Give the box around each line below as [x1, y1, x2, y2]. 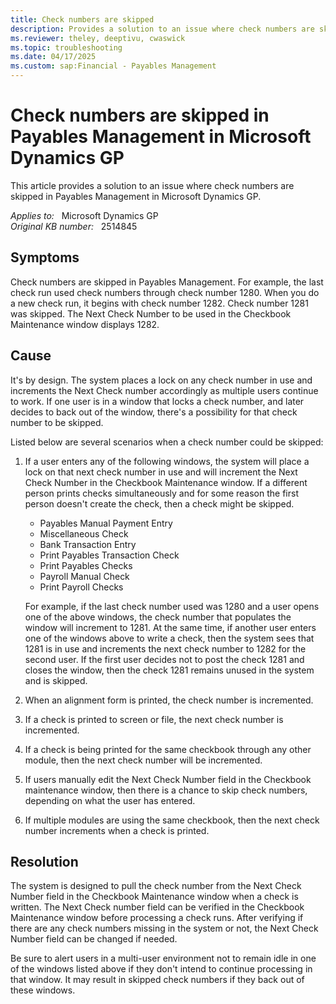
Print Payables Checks [39, 559, 133, 571]
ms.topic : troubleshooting [10, 42, 123, 53]
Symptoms [10, 249, 80, 266]
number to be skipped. [10, 416, 104, 428]
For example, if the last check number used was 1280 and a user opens [24, 600, 320, 612]
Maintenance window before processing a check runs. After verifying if [10, 912, 304, 924]
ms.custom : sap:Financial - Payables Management [10, 61, 217, 71]
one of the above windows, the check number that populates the [24, 611, 292, 623]
